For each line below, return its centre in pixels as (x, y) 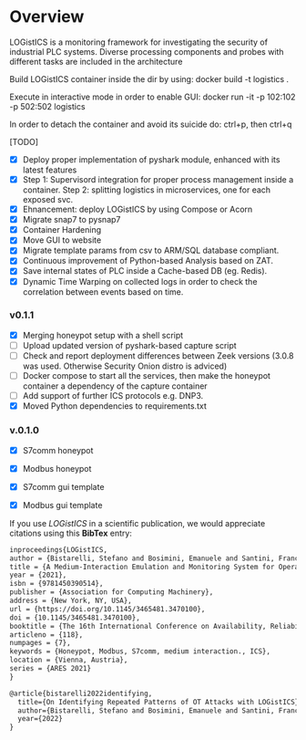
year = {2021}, (38, 575)
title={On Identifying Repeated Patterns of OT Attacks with (136, 702)
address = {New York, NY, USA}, (71, 601)
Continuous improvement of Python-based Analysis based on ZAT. (148, 261)
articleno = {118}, (46, 635)
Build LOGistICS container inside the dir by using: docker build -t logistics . (149, 78)
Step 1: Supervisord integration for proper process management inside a (158, 179)
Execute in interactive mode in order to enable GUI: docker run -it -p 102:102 (153, 97)
